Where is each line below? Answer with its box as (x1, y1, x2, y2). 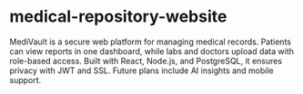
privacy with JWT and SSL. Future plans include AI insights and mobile (9, 65, 275, 76)
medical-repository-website (9, 6, 227, 27)
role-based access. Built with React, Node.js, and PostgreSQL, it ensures (9, 55, 283, 66)
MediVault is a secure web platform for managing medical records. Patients (9, 36, 291, 47)
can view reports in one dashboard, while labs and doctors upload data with (9, 45, 294, 56)
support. (9, 74, 42, 85)
